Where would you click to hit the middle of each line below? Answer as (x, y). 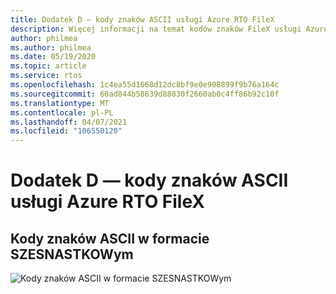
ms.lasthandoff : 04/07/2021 (69, 122)
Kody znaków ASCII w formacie (110, 238)
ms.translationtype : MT (60, 103)
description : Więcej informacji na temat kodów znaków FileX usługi (156, 29)
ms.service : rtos (46, 76)
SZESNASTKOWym (72, 254)
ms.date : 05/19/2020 (53, 57)
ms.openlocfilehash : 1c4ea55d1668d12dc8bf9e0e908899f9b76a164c (145, 85)
